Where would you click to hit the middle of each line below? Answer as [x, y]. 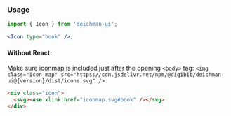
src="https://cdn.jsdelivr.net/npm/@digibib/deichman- [143, 75]
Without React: [30, 52]
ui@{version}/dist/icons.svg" [52, 81]
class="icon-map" [33, 75]
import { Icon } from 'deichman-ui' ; [62, 24]
